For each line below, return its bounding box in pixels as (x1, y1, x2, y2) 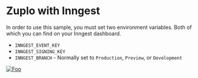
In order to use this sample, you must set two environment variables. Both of (6, 24, 192, 31)
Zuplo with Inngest (6, 4, 100, 18)
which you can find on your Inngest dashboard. (6, 30, 121, 37)
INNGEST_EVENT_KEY (14, 43, 60, 48)
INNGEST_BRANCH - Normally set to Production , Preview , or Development (14, 54, 183, 61)
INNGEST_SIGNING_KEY (14, 48, 66, 54)
